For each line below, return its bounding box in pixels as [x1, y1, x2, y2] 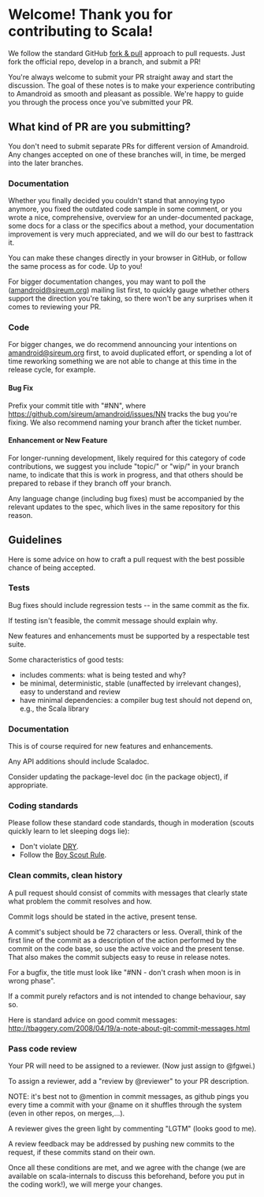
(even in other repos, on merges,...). [8, 1108, 125, 1118]
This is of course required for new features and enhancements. [8, 742, 214, 751]
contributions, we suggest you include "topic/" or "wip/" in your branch [8, 461, 240, 471]
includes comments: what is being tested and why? [19, 670, 187, 679]
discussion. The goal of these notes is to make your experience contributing [8, 81, 255, 90]
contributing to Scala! [8, 22, 154, 40]
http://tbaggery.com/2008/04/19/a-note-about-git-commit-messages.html [8, 1023, 251, 1033]
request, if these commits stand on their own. [8, 1148, 156, 1157]
